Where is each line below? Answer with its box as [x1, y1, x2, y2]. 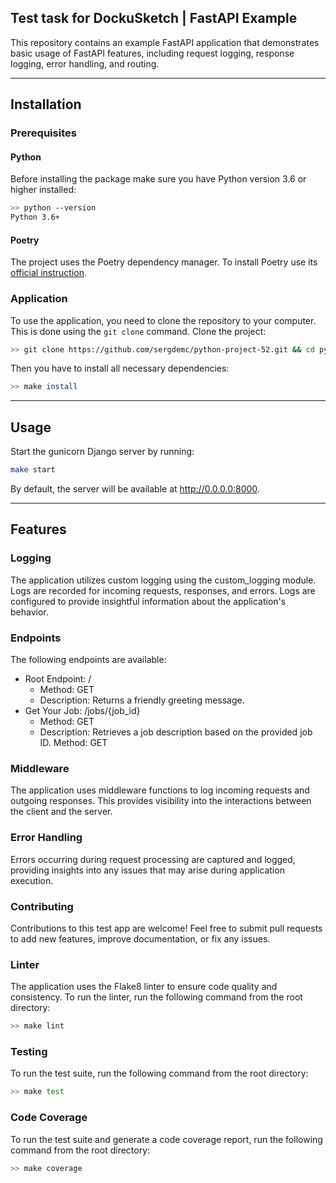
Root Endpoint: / [24, 673, 92, 685]
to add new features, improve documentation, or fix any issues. [10, 932, 271, 945]
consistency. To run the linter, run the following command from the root [10, 991, 303, 1003]
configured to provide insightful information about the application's [10, 595, 287, 607]
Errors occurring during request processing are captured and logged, [10, 853, 296, 865]
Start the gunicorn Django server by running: [10, 446, 195, 458]
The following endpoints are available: [10, 654, 167, 665]
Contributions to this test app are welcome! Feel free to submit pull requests [10, 922, 323, 934]
